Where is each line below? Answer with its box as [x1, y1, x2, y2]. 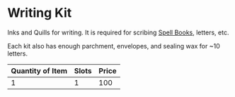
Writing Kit [7, 5, 72, 21]
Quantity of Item [11, 65, 68, 75]
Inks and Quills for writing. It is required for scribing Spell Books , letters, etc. [7, 28, 229, 37]
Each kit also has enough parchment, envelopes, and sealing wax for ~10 [7, 41, 221, 50]
